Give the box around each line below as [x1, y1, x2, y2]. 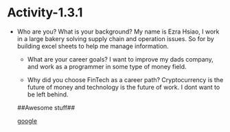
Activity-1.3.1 [7, 5, 83, 21]
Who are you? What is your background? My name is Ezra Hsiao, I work [16, 27, 220, 36]
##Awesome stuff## [16, 103, 76, 111]
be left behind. [27, 90, 69, 98]
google [16, 116, 38, 124]
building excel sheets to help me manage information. [16, 42, 170, 50]
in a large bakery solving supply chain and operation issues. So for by [16, 34, 214, 42]
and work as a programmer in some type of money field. [27, 62, 187, 70]
